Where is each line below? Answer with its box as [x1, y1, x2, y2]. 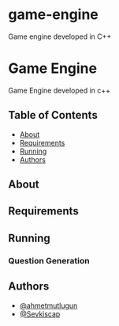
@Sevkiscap [19, 309, 61, 318]
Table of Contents [8, 108, 99, 122]
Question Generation [8, 255, 90, 266]
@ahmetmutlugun [19, 301, 78, 310]
